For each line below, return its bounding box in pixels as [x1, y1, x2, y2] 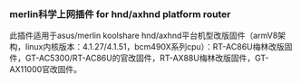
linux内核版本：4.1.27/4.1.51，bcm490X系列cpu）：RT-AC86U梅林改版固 [24, 41, 293, 52]
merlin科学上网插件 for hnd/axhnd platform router [9, 7, 231, 20]
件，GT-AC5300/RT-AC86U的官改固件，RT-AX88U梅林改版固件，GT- [9, 52, 269, 64]
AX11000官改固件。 [9, 64, 83, 75]
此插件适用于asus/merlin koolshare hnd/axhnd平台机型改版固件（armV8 [9, 30, 278, 41]
